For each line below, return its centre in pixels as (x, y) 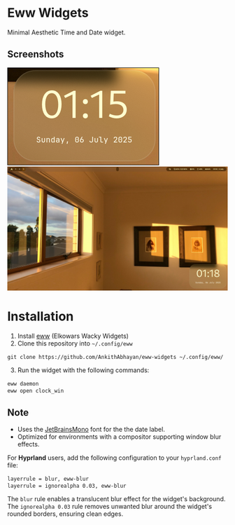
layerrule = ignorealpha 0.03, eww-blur (67, 486)
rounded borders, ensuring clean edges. (65, 514)
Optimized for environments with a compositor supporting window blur (119, 437)
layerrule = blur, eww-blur (48, 479)
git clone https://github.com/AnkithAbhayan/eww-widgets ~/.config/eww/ (115, 357)
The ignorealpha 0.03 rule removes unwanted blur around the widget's (109, 506)
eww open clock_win (36, 391)
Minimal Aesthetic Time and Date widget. (66, 32)
